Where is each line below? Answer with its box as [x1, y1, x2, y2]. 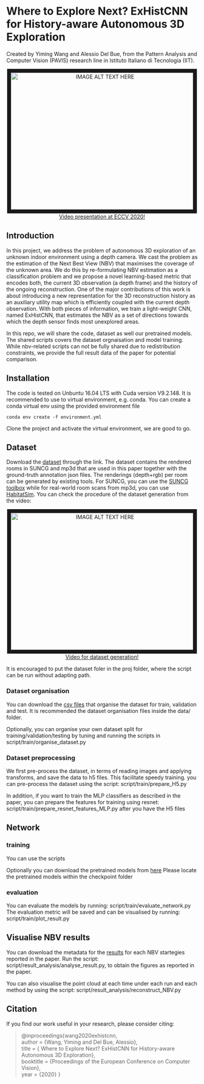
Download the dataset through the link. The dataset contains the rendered [6, 458, 191, 466]
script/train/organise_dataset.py [6, 738, 86, 746]
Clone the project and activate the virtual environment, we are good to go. [6, 425, 191, 432]
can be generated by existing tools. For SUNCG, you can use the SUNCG [6, 478, 189, 485]
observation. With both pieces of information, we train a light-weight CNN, [6, 305, 192, 312]
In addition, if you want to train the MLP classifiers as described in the [6, 792, 181, 799]
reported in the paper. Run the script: [6, 955, 99, 962]
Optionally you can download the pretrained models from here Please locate [6, 866, 197, 874]
